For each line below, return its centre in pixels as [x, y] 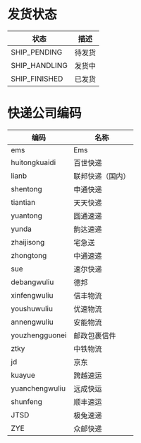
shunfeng [26, 401]
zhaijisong [28, 242]
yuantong [26, 215]
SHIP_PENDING [37, 52]
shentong [26, 189]
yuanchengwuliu [38, 388]
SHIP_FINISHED [37, 79]
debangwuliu [32, 282]
